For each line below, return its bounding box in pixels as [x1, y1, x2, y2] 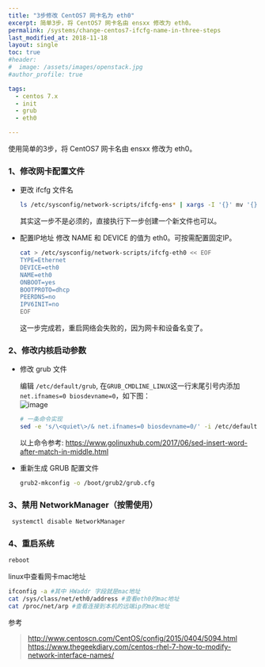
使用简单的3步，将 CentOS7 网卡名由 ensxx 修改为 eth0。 [8, 144, 197, 153]
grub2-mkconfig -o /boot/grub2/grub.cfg [19, 479, 155, 487]
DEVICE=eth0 [19, 263, 59, 272]
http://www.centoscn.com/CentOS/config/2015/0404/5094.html [27, 633, 237, 642]
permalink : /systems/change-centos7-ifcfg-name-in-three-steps [8, 26, 221, 34]
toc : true [8, 48, 41, 56]
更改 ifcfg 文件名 [19, 185, 74, 195]
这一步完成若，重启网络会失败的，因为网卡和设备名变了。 [19, 323, 207, 333]
